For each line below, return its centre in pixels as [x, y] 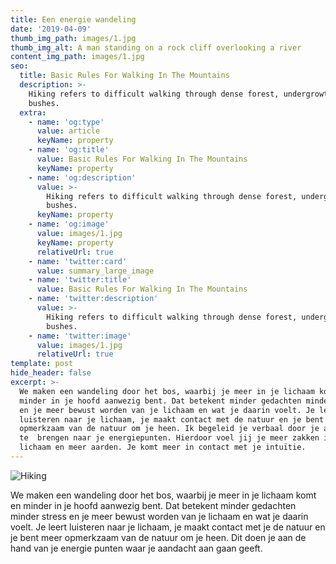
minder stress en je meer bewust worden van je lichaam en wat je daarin [159, 516]
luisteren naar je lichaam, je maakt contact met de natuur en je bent [172, 419]
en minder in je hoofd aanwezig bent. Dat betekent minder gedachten [153, 505]
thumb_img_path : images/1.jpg [73, 38]
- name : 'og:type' [66, 122]
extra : [33, 112]
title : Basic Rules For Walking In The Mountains [124, 76]
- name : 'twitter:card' [78, 261]
